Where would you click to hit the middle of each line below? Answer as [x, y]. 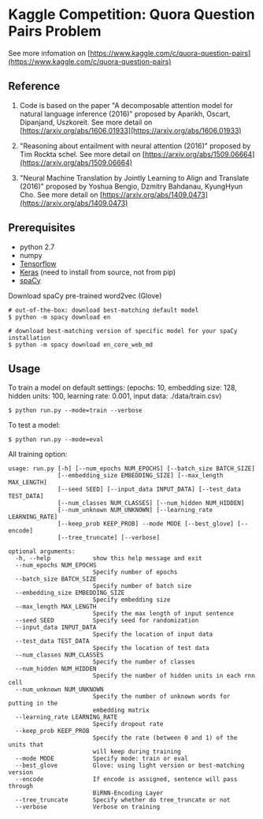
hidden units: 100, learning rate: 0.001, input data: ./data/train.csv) [115, 396]
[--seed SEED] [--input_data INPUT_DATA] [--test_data [150, 490]
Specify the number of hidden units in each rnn [174, 676]
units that [26, 745]
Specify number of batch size [142, 586]
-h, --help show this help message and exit [109, 559]
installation [30, 338]
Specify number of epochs [135, 572]
